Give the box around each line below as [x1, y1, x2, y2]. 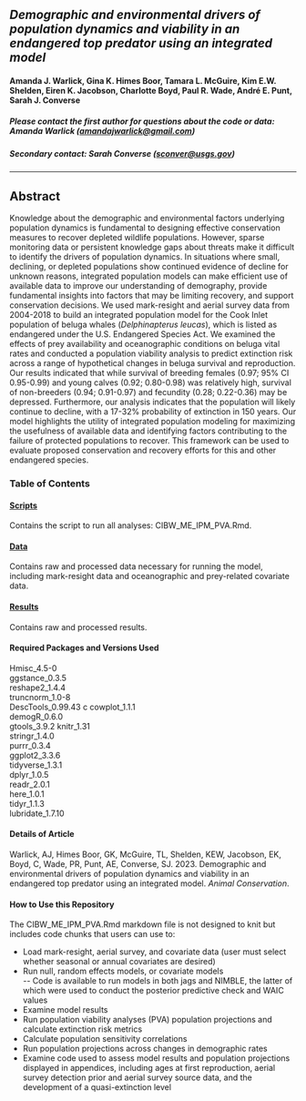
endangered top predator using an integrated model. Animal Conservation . [9, 878, 290, 889]
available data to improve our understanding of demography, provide [9, 280, 268, 291]
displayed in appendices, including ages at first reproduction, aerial [22, 1063, 276, 1074]
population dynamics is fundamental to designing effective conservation [9, 222, 280, 233]
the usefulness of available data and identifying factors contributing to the [9, 425, 288, 436]
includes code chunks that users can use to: [9, 929, 176, 940]
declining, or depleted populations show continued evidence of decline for [9, 261, 289, 272]
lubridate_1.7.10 [9, 808, 66, 819]
